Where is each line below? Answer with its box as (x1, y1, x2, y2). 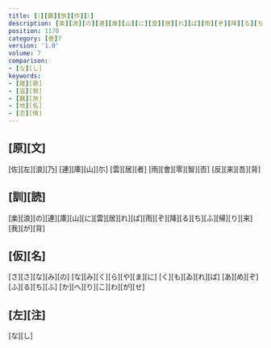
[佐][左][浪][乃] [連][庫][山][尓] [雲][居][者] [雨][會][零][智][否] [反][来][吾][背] (8, 164, 261, 174)
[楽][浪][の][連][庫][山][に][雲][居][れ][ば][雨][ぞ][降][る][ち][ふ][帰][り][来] (8, 213, 253, 223)
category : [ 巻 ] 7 (8, 34, 62, 43)
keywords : (8, 72, 42, 80)
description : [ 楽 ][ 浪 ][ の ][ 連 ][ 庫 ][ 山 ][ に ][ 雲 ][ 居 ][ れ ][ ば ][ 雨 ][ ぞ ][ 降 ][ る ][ (8, 19, 258, 27)
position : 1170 (8, 27, 60, 35)
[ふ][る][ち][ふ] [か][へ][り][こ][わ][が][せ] (8, 282, 145, 291)
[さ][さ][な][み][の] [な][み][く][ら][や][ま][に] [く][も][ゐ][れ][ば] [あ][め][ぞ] (8, 272, 260, 282)
